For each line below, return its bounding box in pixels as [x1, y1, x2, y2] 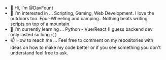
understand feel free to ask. [10, 50, 69, 55]
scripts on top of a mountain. [10, 21, 71, 27]
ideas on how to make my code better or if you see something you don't [10, 44, 161, 50]
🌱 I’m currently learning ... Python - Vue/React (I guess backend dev [10, 26, 153, 32]
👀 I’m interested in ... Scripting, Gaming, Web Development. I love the [10, 10, 154, 16]
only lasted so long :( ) [10, 32, 57, 37]
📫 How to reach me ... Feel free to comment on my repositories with [10, 37, 154, 43]
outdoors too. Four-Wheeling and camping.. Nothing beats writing [10, 16, 148, 21]
